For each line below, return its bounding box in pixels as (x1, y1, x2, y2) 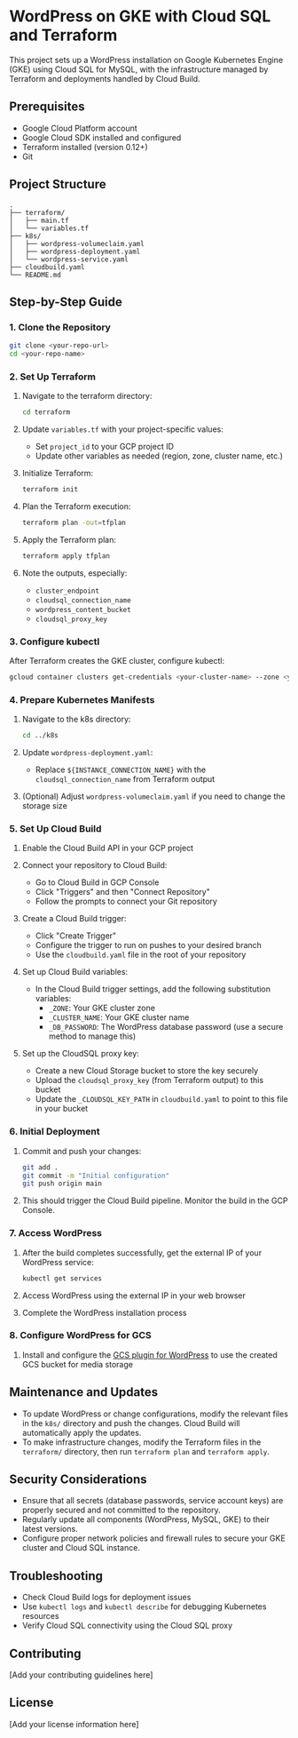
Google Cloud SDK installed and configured (21, 132, 182, 143)
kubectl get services (21, 1273, 102, 1283)
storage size (21, 801, 68, 811)
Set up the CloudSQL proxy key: (21, 1048, 139, 1059)
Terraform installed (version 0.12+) (21, 141, 148, 152)
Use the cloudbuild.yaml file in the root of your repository (35, 949, 247, 961)
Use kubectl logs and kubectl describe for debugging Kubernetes (21, 1601, 267, 1612)
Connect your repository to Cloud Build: (21, 860, 168, 871)
